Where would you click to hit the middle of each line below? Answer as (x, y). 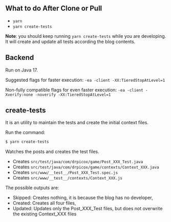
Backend (20, 58)
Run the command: (25, 132)
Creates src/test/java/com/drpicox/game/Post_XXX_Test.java (78, 162)
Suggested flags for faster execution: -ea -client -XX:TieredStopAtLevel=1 (85, 80)
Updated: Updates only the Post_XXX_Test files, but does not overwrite (88, 209)
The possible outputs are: (32, 188)
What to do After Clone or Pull (54, 8)
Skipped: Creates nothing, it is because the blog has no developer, (83, 198)
